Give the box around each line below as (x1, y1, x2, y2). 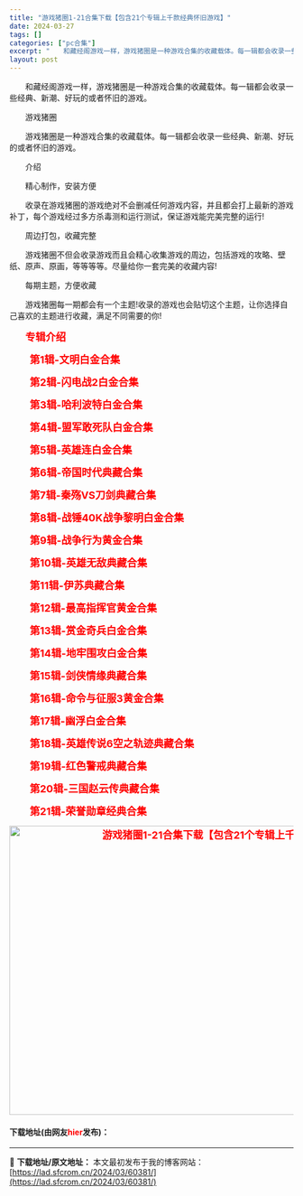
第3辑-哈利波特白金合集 (29, 398, 143, 411)
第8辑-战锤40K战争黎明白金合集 (29, 511, 185, 524)
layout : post (9, 55, 59, 64)
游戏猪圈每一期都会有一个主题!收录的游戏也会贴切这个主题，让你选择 (24, 299, 281, 310)
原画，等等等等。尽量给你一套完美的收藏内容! (48, 261, 218, 271)
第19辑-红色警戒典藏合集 (29, 760, 147, 772)
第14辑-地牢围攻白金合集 (29, 647, 148, 659)
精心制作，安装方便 (24, 181, 96, 191)
